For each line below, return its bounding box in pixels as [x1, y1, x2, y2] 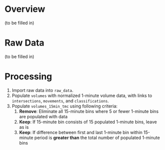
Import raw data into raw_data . [11, 87, 74, 93]
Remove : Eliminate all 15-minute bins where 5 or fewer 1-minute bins [19, 108, 159, 114]
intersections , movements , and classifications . [11, 98, 109, 103]
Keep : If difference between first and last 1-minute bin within [19, 129, 143, 135]
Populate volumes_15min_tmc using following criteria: [11, 103, 118, 109]
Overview [4, 3, 45, 15]
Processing [4, 71, 52, 82]
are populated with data [19, 113, 68, 119]
